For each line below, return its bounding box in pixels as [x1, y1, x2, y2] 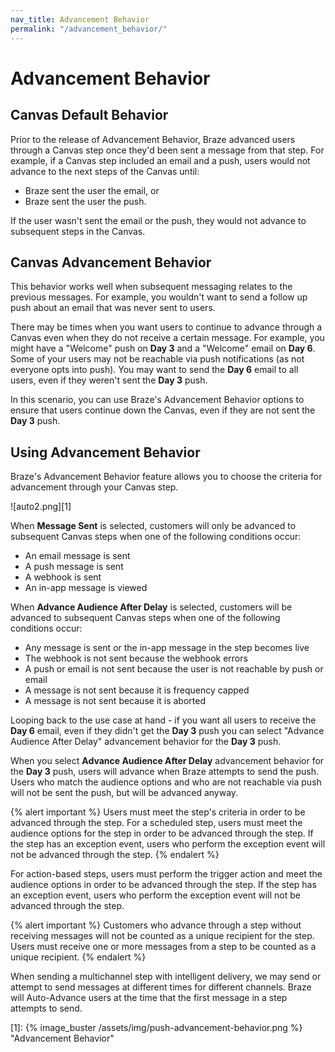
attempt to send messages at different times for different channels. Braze [10, 981, 312, 993]
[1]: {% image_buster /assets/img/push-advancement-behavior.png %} [10, 1022, 303, 1034]
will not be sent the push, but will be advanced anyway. [10, 787, 239, 799]
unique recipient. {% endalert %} [10, 951, 147, 963]
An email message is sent [24, 550, 131, 562]
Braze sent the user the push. [24, 195, 147, 207]
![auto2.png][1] [10, 501, 72, 513]
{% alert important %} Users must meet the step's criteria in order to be [10, 806, 306, 818]
